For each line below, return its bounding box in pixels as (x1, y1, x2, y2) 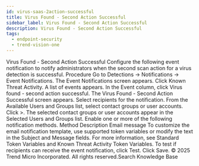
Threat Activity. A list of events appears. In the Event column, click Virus (6, 83, 183, 90)
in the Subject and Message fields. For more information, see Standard (6, 134, 179, 141)
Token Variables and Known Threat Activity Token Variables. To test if (6, 140, 177, 148)
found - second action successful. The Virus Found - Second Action (6, 90, 173, 97)
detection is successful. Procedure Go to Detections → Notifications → (6, 71, 179, 78)
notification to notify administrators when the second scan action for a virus (6, 64, 192, 71)
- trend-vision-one (11, 42, 60, 48)
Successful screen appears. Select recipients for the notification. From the (6, 96, 188, 103)
